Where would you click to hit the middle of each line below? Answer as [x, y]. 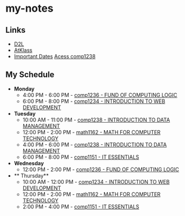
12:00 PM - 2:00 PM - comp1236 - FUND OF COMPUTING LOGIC [101, 169]
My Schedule [30, 75]
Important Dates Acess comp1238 [55, 56]
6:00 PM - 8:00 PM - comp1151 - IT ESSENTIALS [81, 157]
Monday [24, 89]
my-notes [29, 8]
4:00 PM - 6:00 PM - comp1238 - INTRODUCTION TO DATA [95, 144]
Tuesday [25, 113]
